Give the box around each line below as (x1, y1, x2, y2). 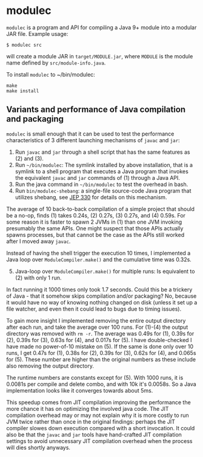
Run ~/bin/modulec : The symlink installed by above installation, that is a (15, 161, 193, 168)
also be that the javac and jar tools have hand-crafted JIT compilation (6, 431, 182, 438)
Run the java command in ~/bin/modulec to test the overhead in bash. (15, 180, 188, 188)
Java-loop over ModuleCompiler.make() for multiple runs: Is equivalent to (15, 267, 195, 275)
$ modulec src (6, 42, 42, 48)
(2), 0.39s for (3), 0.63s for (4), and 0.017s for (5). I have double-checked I (6, 336, 192, 343)
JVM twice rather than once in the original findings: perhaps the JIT (6, 417, 176, 425)
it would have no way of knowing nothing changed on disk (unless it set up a (6, 298, 198, 306)
